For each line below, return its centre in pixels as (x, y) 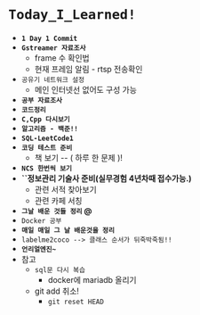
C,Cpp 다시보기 (45, 119)
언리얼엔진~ (39, 249)
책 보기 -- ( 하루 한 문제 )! (79, 157)
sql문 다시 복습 (60, 269)
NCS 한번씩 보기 (47, 168)
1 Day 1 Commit (49, 38)
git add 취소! (56, 291)
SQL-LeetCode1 (47, 138)
